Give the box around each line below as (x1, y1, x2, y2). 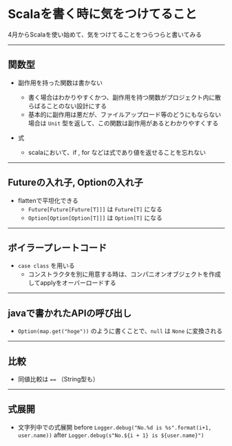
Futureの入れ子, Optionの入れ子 (8, 177, 144, 189)
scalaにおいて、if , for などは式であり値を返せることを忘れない (28, 148, 206, 156)
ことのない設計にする (46, 101, 107, 110)
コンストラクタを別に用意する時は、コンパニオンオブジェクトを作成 (28, 270, 221, 279)
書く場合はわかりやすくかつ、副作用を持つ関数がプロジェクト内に (28, 93, 215, 101)
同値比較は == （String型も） (17, 375, 99, 383)
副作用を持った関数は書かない (17, 78, 103, 87)
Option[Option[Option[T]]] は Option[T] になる (28, 213, 162, 222)
